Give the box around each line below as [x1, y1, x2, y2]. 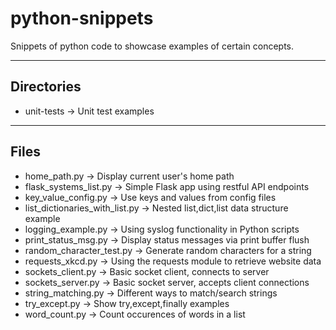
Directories [10, 78, 82, 96]
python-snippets [10, 7, 154, 30]
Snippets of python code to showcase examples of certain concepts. [10, 40, 295, 52]
